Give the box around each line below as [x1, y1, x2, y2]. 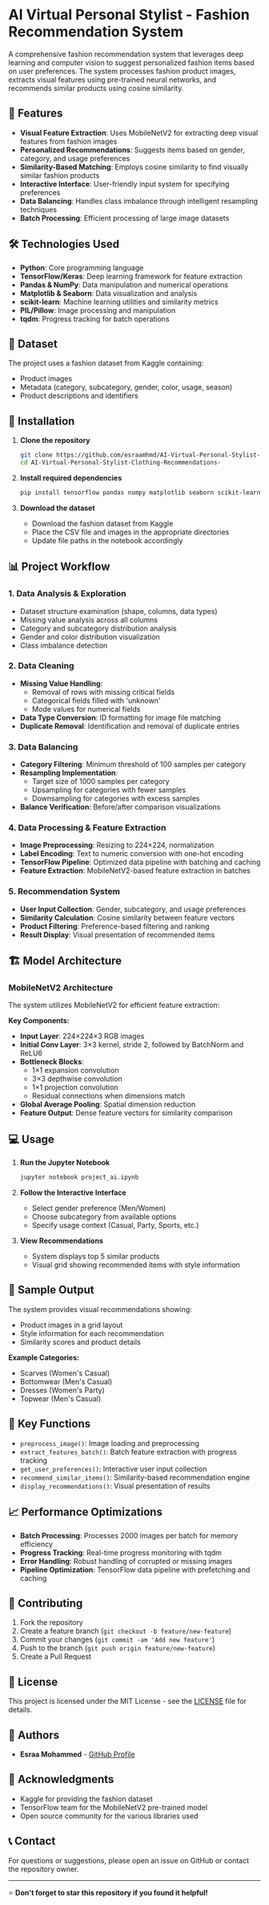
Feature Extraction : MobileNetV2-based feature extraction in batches [19, 866, 251, 875]
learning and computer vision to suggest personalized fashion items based [8, 58, 255, 67]
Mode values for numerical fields [31, 704, 141, 713]
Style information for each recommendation [19, 1328, 164, 1338]
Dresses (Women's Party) [19, 1385, 106, 1395]
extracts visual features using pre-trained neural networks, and [8, 75, 217, 84]
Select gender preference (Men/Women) [31, 1204, 167, 1213]
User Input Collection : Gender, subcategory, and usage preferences [19, 904, 247, 914]
